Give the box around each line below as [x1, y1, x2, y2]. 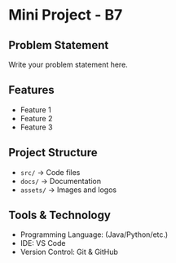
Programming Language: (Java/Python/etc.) [20, 230, 169, 239]
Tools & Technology [8, 208, 112, 222]
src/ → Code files [20, 167, 81, 177]
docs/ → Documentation [20, 176, 102, 186]
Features [8, 83, 55, 97]
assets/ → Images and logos [20, 185, 117, 195]
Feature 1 [20, 104, 51, 115]
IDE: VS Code [20, 239, 66, 248]
